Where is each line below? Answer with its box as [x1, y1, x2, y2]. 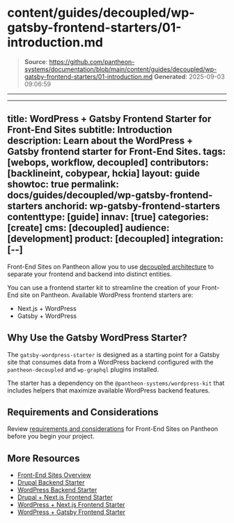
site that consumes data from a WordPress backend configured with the [7, 358, 214, 366]
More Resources [7, 452, 80, 464]
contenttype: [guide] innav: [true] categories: [7, 211, 209, 223]
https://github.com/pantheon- [49, 57, 135, 66]
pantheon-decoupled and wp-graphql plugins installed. [7, 365, 159, 374]
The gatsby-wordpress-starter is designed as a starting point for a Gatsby [7, 350, 220, 358]
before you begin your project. [7, 432, 95, 441]
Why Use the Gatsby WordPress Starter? [7, 332, 188, 344]
